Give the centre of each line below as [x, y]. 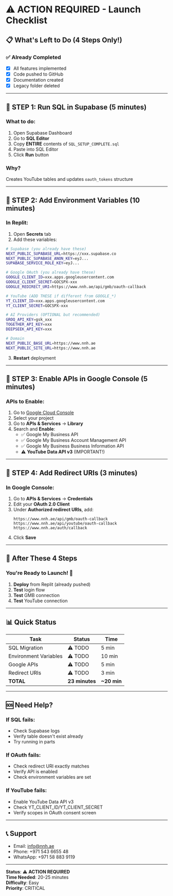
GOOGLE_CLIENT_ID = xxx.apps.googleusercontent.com [60, 277]
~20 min [111, 681]
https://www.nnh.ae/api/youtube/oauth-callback [65, 523]
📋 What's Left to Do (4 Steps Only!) [64, 40]
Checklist [27, 20]
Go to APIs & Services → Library [48, 424]
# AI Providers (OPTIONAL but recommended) [53, 315]
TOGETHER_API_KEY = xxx [29, 325]
